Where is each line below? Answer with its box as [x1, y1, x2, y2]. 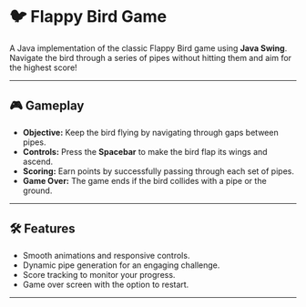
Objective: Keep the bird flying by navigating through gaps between [22, 127, 280, 138]
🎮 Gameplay [9, 98, 85, 114]
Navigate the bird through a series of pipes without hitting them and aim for [9, 52, 292, 63]
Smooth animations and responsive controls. [22, 250, 190, 261]
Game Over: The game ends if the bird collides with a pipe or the [22, 175, 267, 186]
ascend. [22, 156, 54, 167]
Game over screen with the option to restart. [22, 279, 189, 290]
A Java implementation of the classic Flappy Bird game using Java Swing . [9, 42, 288, 54]
